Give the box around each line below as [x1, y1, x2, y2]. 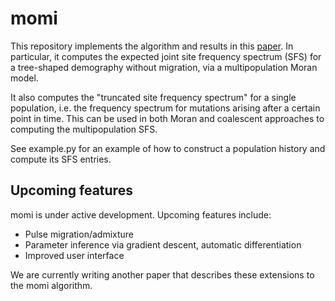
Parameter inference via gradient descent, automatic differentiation [24, 238, 302, 251]
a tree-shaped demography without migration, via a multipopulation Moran [10, 61, 318, 73]
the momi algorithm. [10, 279, 93, 291]
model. [10, 72, 39, 84]
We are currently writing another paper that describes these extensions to [10, 268, 315, 281]
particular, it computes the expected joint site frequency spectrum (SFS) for [10, 50, 322, 62]
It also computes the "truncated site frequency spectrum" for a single [10, 91, 297, 103]
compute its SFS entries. [10, 153, 112, 165]
